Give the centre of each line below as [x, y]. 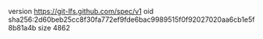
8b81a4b [22, 28]
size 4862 [54, 28]
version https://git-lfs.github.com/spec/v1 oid [81, 11]
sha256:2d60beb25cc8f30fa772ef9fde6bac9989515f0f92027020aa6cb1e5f [131, 19]
